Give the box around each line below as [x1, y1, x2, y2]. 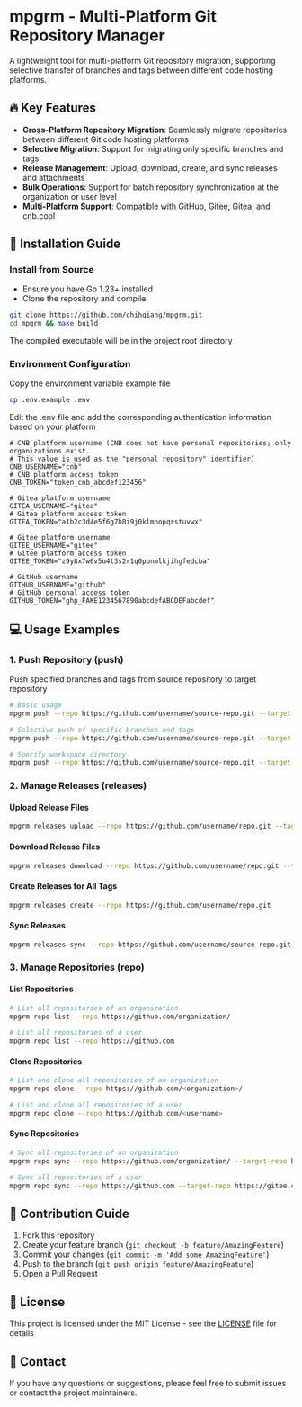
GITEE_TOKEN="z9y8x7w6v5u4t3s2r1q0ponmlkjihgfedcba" [9, 557, 211, 566]
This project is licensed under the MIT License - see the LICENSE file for [9, 1318, 277, 1329]
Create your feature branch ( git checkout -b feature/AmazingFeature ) [22, 1240, 285, 1250]
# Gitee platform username [9, 533, 111, 542]
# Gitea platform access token [9, 510, 127, 519]
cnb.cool [22, 210, 56, 221]
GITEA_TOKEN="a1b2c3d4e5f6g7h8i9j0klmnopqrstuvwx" [9, 517, 203, 527]
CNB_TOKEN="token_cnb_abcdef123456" [9, 479, 147, 488]
